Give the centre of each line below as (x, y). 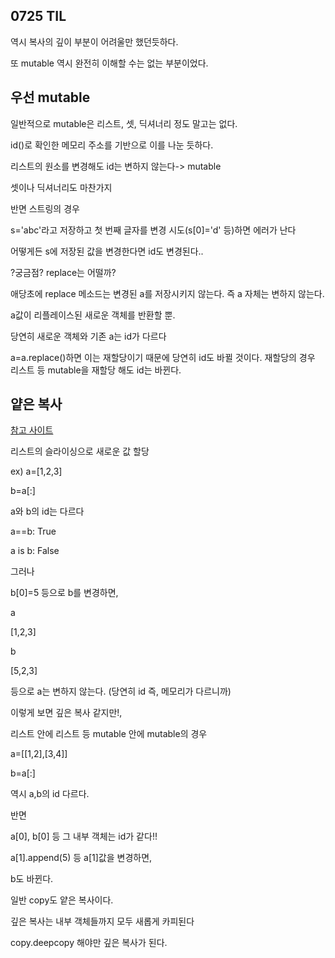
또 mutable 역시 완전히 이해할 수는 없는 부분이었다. (109, 63)
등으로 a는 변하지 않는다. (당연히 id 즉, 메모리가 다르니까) (121, 691)
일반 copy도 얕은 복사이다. (62, 900)
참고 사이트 (32, 430)
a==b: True (33, 531)
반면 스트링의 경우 (45, 208)
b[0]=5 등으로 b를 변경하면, (64, 593)
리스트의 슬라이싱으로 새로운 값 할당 (80, 451)
